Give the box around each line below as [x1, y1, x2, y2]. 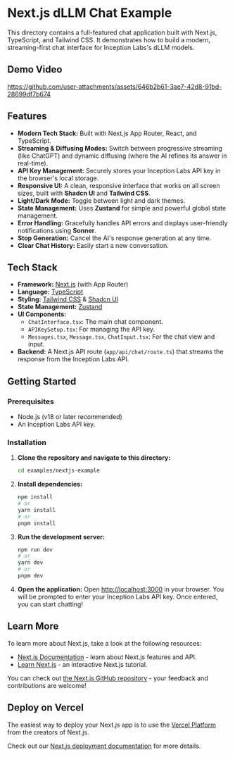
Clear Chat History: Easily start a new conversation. [17, 241, 169, 249]
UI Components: [17, 310, 67, 318]
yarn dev [17, 559, 44, 566]
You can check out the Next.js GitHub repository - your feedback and [7, 674, 209, 682]
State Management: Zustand [17, 303, 103, 311]
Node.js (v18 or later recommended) [17, 413, 123, 421]
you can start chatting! [17, 600, 83, 608]
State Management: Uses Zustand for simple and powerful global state [17, 204, 227, 212]
